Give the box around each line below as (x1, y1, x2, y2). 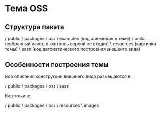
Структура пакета (5, 23, 64, 31)
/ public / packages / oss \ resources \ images (5, 102, 99, 108)
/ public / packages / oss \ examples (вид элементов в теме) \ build (5, 36, 145, 41)
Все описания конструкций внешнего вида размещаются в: (5, 74, 132, 79)
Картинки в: (5, 92, 31, 99)
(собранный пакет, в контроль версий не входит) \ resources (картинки (5, 41, 156, 47)
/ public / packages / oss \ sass (5, 83, 69, 89)
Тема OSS (5, 3, 48, 14)
